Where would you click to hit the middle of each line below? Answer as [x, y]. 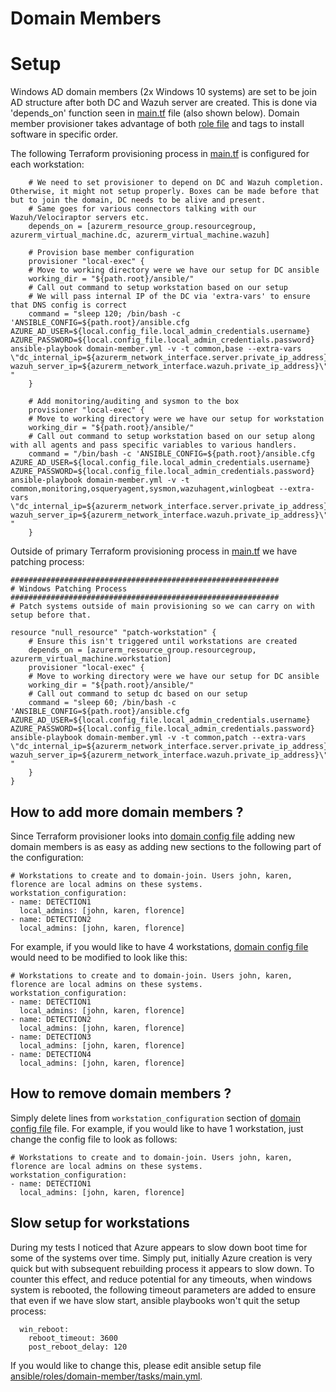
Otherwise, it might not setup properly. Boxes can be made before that [165, 192]
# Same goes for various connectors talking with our [142, 209]
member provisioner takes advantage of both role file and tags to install [157, 124]
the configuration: [47, 857]
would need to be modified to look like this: [99, 957]
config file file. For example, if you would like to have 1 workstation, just [157, 1128]
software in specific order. [64, 134]
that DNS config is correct [69, 305]
